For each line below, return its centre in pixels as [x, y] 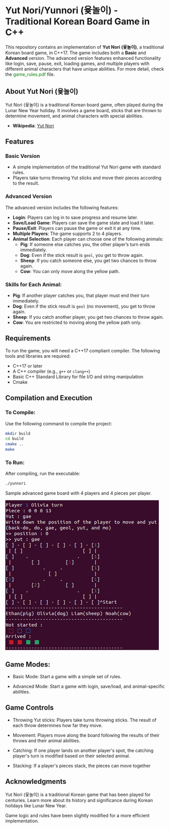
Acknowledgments [36, 782]
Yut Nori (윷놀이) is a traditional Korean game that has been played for [78, 794]
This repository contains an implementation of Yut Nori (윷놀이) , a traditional [84, 47]
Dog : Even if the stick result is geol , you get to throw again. [82, 255]
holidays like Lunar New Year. [36, 806]
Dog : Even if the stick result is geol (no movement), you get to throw [84, 306]
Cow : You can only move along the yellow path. [70, 271]
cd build [14, 439]
